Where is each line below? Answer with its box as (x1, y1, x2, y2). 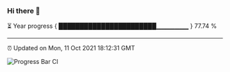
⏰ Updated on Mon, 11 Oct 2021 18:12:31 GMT (7, 44, 136, 52)
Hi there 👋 (7, 6, 41, 16)
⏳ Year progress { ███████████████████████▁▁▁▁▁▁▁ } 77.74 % (7, 22, 217, 30)
